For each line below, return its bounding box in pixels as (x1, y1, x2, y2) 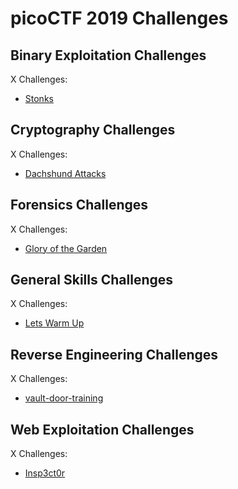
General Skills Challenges (10, 272, 174, 289)
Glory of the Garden (24, 242, 108, 254)
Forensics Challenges (10, 197, 149, 214)
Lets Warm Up (24, 317, 85, 329)
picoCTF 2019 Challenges (10, 7, 229, 30)
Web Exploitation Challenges (10, 421, 195, 438)
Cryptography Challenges (10, 122, 176, 139)
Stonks (24, 93, 54, 104)
